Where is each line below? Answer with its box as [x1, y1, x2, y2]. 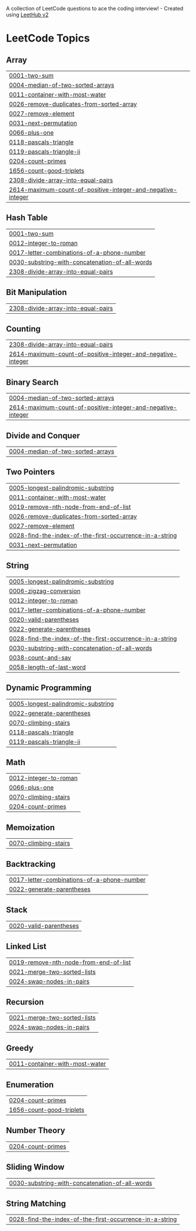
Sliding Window [6, 1162, 65, 1172]
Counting [6, 324, 41, 334]
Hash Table [6, 213, 48, 223]
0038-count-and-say [9, 653, 71, 661]
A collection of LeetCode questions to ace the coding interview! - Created [6, 5, 184, 12]
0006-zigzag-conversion [9, 587, 80, 595]
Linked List [6, 942, 47, 952]
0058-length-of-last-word [9, 663, 86, 671]
